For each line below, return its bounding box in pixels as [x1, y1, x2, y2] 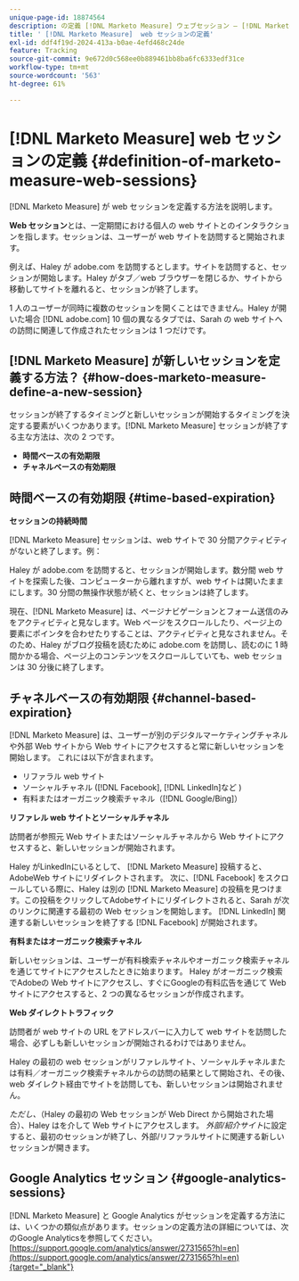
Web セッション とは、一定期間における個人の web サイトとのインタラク [9, 219, 274, 230]
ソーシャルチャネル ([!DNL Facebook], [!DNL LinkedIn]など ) [21, 782, 242, 792]
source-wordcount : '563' [9, 71, 101, 80]
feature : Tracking [9, 46, 77, 55]
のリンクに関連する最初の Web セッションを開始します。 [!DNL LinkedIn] [9, 906, 276, 916]
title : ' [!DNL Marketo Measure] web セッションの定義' [9, 29, 214, 38]
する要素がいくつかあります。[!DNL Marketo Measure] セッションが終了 [16, 420, 281, 431]
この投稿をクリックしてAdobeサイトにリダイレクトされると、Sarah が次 [23, 895, 290, 905]
